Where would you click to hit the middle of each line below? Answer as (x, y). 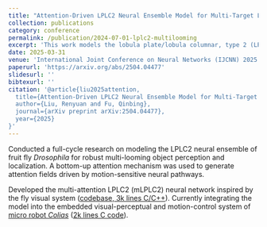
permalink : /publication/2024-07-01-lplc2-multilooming (103, 38)
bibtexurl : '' (32, 82)
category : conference (44, 30)
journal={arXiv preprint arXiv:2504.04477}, (90, 112)
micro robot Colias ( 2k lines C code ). (68, 214)
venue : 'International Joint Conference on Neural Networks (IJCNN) (124, 60)
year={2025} (35, 119)
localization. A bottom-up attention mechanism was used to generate (121, 165)
